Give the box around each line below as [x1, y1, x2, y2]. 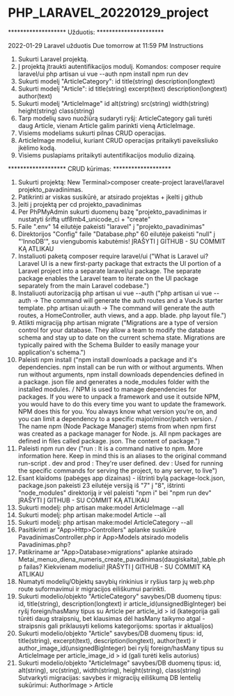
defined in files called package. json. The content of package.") [17, 436, 201, 445]
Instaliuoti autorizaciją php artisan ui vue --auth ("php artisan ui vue [17, 289, 212, 297]
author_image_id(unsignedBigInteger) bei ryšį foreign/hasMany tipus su [17, 644, 224, 652]
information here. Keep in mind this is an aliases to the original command [17, 451, 227, 460]
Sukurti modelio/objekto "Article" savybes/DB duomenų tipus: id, [17, 628, 204, 638]
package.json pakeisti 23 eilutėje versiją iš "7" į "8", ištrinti [17, 481, 185, 489]
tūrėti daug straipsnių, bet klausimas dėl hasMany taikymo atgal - [17, 614, 205, 622]
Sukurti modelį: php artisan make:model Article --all [17, 510, 166, 519]
